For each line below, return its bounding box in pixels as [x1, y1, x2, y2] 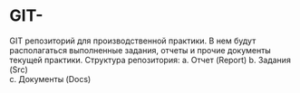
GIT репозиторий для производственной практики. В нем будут [9, 35, 256, 46]
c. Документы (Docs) [9, 73, 92, 84]
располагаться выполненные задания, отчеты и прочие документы [9, 44, 272, 55]
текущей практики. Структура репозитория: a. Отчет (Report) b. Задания [9, 54, 292, 65]
